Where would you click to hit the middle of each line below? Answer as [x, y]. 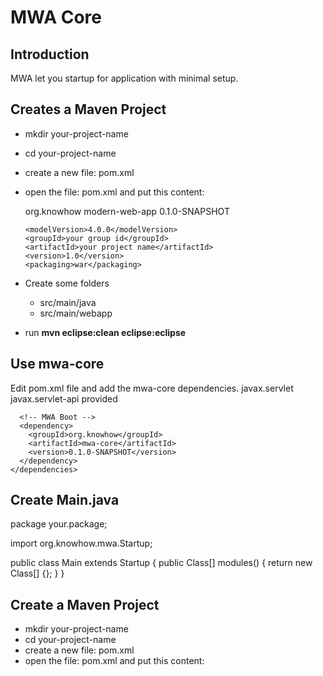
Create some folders [67, 283]
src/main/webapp [76, 313]
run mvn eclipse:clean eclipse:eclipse [105, 332]
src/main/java [68, 302]
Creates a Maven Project [88, 109]
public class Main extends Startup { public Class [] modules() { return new [161, 563]
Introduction [50, 54]
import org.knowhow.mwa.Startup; [81, 543]
